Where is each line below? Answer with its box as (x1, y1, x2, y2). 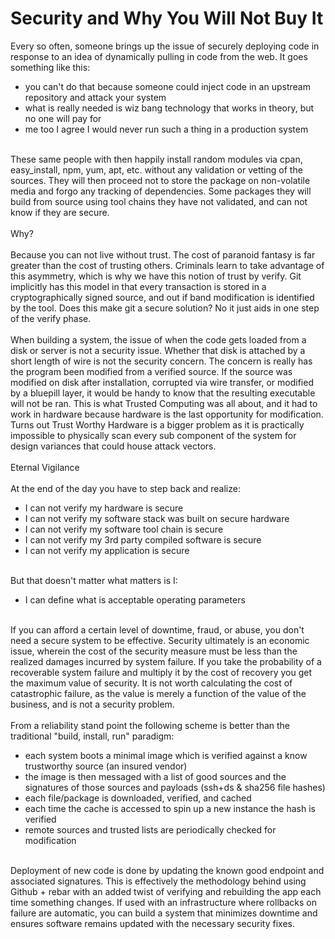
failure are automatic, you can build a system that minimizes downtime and (10, 907, 318, 919)
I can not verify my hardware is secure (24, 502, 184, 514)
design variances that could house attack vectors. (10, 440, 217, 452)
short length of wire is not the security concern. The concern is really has (10, 355, 313, 367)
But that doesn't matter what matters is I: (10, 574, 178, 586)
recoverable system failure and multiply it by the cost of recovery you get (10, 666, 313, 678)
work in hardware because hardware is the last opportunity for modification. (10, 408, 324, 420)
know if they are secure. (10, 206, 110, 218)
